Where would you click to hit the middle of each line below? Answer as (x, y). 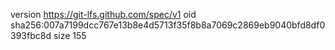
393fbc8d (31, 35)
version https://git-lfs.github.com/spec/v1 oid (103, 14)
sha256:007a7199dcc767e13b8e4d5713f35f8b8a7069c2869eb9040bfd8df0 (168, 25)
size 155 (70, 35)
